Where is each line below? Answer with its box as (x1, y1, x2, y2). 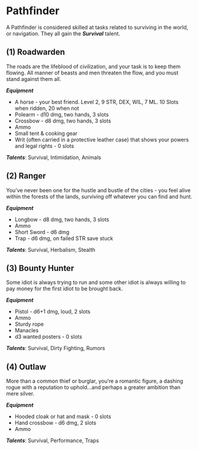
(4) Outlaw (6, 362, 46, 372)
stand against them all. (6, 75, 61, 82)
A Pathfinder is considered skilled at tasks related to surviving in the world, (6, 24, 189, 31)
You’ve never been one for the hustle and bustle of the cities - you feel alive (6, 186, 191, 193)
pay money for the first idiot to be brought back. (6, 285, 123, 292)
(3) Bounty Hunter (6, 263, 74, 273)
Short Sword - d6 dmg (14, 228, 70, 235)
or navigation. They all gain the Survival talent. (6, 30, 121, 37)
